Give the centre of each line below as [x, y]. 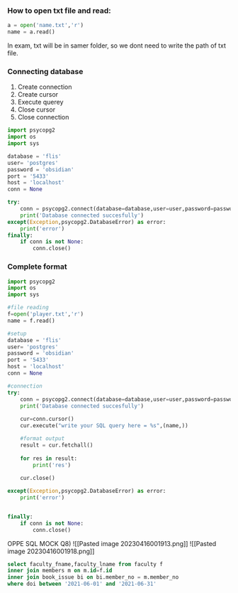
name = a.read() [31, 32]
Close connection [43, 117]
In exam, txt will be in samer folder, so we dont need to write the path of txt [117, 46]
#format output [42, 439]
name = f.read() [31, 321]
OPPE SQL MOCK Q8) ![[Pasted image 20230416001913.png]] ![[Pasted [112, 543]
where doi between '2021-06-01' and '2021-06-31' [82, 584]
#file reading [28, 308]
